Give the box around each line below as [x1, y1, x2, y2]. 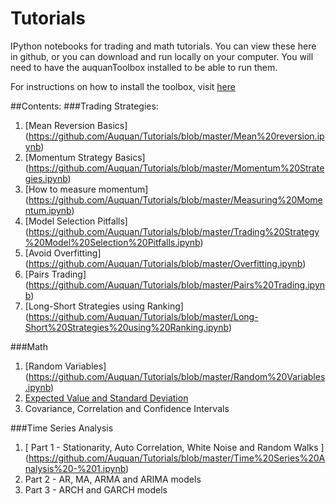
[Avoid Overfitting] [24, 247, 102, 259]
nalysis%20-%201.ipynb [24, 462, 127, 474]
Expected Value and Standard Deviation [24, 392, 189, 404]
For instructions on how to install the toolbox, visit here [10, 80, 236, 92]
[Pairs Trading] [24, 268, 87, 280]
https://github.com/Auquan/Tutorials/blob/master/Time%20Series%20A [28, 452, 326, 464]
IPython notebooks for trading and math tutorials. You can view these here [10, 40, 317, 52]
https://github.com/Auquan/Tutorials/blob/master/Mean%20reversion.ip [28, 130, 325, 142]
